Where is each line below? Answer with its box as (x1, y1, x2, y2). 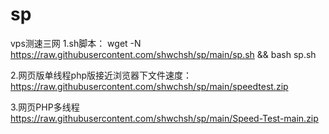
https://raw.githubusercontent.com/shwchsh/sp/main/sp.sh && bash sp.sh (10, 48, 317, 60)
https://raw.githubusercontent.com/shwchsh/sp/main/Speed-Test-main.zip (10, 112, 319, 124)
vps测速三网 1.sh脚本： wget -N (10, 37, 142, 49)
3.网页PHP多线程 (10, 101, 80, 113)
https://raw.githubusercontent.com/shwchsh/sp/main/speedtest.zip (10, 80, 289, 92)
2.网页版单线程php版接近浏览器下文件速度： (10, 69, 192, 81)
